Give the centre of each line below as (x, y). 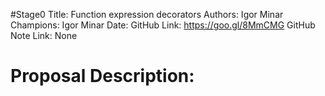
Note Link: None (44, 35)
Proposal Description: (102, 76)
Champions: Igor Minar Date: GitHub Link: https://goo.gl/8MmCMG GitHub (163, 25)
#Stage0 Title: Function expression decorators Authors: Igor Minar (147, 14)
